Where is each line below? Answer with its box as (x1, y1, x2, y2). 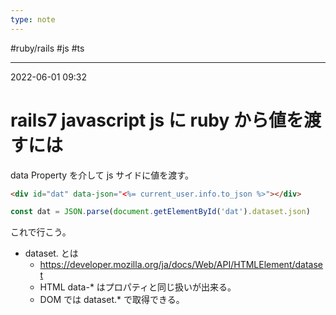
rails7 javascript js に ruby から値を (10, 109, 304, 131)
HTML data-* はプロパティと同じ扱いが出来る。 (39, 281, 237, 293)
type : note (10, 14, 56, 25)
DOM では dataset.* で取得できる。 (39, 294, 185, 306)
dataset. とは (24, 247, 79, 260)
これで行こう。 (10, 226, 72, 238)
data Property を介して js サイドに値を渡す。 (10, 169, 194, 181)
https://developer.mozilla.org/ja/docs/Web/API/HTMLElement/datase (39, 259, 324, 271)
